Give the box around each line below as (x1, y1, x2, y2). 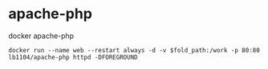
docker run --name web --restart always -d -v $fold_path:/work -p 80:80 (8, 46, 261, 54)
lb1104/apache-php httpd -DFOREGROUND (8, 53, 138, 61)
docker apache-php (8, 31, 75, 40)
